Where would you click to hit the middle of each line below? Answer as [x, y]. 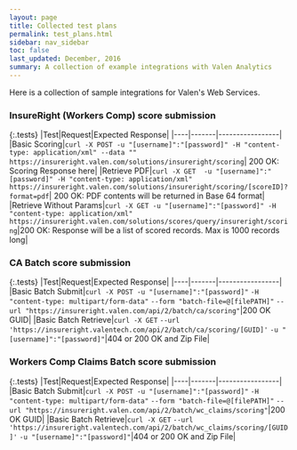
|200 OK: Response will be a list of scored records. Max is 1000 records [148, 230]
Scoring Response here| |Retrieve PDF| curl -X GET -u [111, 171]
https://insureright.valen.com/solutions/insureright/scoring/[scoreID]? [149, 188]
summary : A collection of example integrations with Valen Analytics [141, 68]
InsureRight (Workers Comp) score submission [112, 115]
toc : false [29, 51]
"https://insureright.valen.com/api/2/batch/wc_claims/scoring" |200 [156, 409]
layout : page [33, 17]
